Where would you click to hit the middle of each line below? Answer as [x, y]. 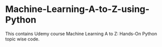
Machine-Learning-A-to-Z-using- [77, 9]
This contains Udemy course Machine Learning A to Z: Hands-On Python [81, 33]
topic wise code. [22, 39]
